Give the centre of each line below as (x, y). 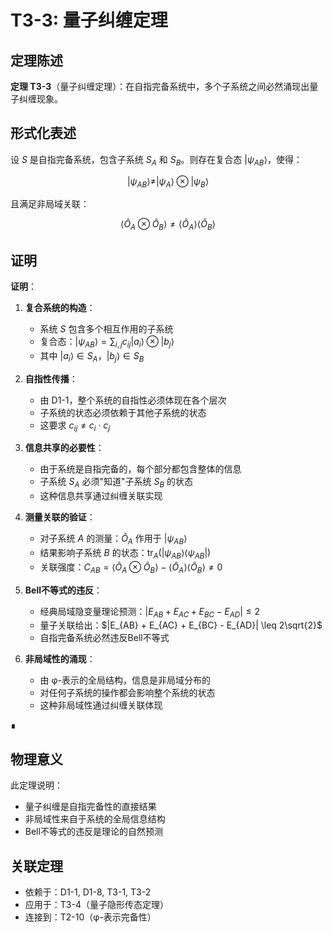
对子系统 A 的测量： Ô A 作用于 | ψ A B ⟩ (113, 539)
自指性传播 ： (51, 378)
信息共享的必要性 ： (64, 448)
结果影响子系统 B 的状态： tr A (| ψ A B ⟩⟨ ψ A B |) (125, 554)
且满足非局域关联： (50, 204)
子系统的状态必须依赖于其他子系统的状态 (123, 412)
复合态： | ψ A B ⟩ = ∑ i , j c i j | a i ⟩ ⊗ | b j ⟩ (107, 343)
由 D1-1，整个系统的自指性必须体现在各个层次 (133, 400)
